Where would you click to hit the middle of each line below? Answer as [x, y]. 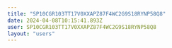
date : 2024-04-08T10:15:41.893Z [55, 20]
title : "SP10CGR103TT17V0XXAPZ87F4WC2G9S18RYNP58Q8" [87, 14]
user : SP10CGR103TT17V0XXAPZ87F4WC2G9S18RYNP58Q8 [82, 27]
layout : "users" [31, 34]
